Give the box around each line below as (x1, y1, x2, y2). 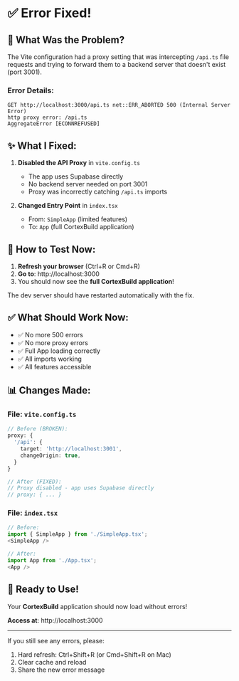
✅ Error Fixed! (7, 5, 92, 21)
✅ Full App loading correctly (17, 347, 101, 355)
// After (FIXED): (7, 478, 62, 485)
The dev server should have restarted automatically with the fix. (7, 290, 194, 300)
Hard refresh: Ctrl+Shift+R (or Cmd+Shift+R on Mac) (17, 650, 172, 659)
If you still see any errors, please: (7, 636, 105, 645)
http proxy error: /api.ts (7, 114, 87, 122)
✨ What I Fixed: (7, 139, 77, 152)
